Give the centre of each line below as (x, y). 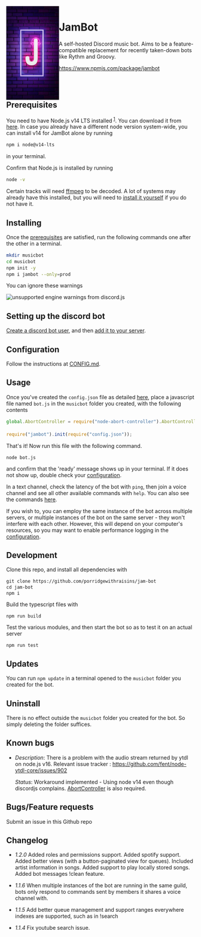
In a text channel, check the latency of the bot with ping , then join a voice (96, 486)
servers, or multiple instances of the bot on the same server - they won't (96, 517)
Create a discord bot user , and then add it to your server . (76, 331)
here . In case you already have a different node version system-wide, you (97, 127)
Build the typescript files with (42, 604)
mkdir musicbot (25, 255)
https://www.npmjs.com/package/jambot (109, 68)
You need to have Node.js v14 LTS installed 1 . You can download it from (94, 120)
